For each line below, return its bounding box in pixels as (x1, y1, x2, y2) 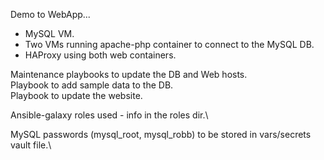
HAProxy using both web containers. (24, 49, 177, 61)
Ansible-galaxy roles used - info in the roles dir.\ (10, 109, 209, 121)
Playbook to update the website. (10, 90, 143, 101)
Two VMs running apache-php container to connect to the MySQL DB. (24, 39, 315, 50)
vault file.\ (10, 139, 52, 151)
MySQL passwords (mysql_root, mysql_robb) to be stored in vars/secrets (10, 129, 312, 140)
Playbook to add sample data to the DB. (10, 79, 174, 91)
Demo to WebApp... (10, 9, 91, 20)
